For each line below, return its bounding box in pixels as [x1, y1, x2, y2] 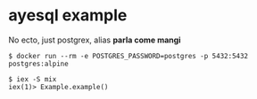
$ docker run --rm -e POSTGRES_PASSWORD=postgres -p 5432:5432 [8, 51, 249, 60]
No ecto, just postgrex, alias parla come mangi [8, 34, 181, 45]
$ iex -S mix [8, 74, 57, 84]
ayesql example [8, 5, 128, 26]
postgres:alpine [8, 59, 69, 68]
